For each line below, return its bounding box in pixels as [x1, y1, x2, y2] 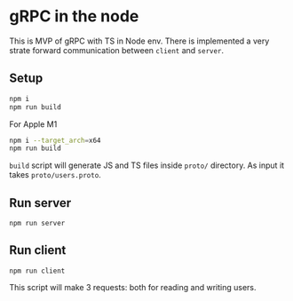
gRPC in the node [9, 6, 139, 27]
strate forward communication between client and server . [9, 44, 225, 55]
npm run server [9, 219, 66, 228]
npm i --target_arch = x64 [9, 136, 101, 145]
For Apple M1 [9, 118, 58, 130]
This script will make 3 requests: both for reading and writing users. [9, 281, 257, 292]
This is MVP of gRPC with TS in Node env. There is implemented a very [9, 36, 270, 46]
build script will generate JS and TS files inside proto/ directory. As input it [9, 160, 285, 170]
